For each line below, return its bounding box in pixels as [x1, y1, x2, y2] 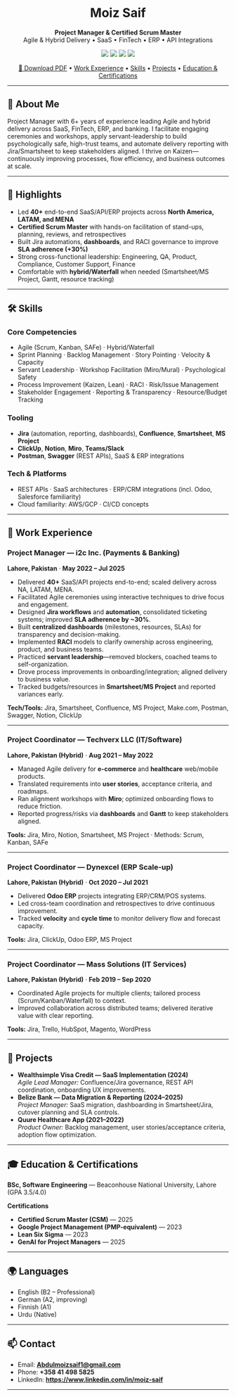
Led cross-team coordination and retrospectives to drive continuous [17, 899, 216, 908]
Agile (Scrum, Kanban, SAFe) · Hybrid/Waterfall [17, 343, 155, 352]
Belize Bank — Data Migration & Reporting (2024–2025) [17, 1093, 183, 1102]
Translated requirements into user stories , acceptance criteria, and [17, 779, 213, 788]
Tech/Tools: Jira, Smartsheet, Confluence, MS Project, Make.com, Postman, [7, 703, 229, 712]
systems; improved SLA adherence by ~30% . [17, 615, 151, 623]
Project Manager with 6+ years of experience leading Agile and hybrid [7, 117, 211, 125]
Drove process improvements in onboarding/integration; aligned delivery [17, 667, 228, 676]
